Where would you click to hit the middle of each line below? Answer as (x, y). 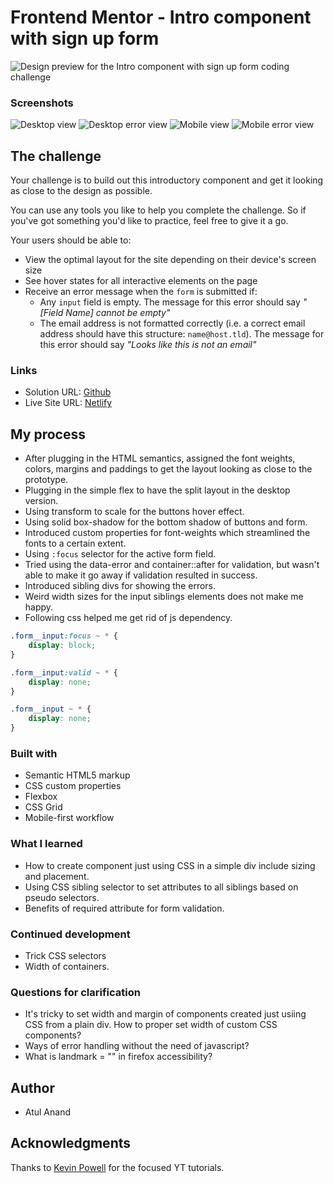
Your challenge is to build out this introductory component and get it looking (167, 180)
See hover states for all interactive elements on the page (141, 281)
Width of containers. (67, 966)
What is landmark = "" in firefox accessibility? (118, 1057)
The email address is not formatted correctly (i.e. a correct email (172, 323)
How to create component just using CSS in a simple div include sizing (170, 865)
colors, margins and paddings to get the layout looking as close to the (168, 469)
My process (48, 434)
